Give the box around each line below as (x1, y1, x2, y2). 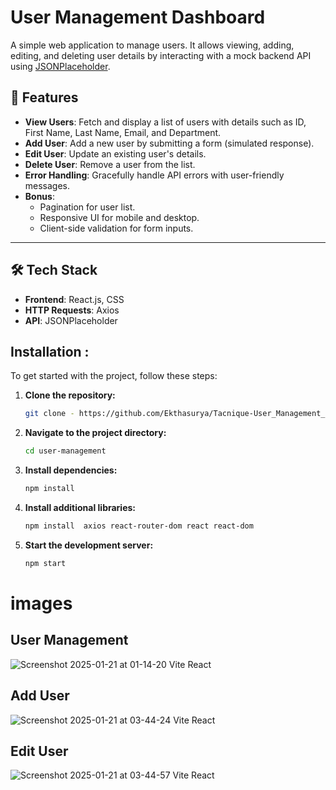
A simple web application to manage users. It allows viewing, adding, (10, 39, 295, 51)
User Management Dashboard (10, 6, 266, 29)
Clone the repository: (24, 389, 116, 401)
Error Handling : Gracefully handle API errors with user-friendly (24, 169, 285, 181)
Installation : (10, 343, 90, 360)
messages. (24, 179, 71, 191)
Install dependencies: (24, 464, 118, 476)
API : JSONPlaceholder (24, 314, 118, 326)
